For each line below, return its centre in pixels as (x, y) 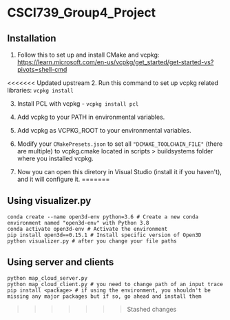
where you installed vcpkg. (55, 158)
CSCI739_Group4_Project (82, 13)
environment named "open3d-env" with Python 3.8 (78, 223)
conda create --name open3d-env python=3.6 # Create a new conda (103, 217)
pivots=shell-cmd (42, 69)
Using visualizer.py (49, 201)
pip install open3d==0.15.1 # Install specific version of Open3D (104, 235)
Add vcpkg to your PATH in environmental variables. (91, 117)
